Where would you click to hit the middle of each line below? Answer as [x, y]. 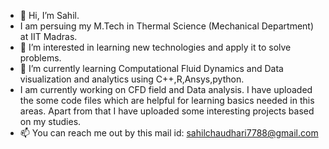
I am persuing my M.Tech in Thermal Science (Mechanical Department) [167, 26]
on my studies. [50, 121]
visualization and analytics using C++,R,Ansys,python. [132, 79]
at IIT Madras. [48, 36]
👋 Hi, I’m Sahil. [49, 15]
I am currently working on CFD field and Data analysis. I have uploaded [166, 89]
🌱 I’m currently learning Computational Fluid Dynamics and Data [151, 68]
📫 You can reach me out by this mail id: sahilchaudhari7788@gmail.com [169, 133]
